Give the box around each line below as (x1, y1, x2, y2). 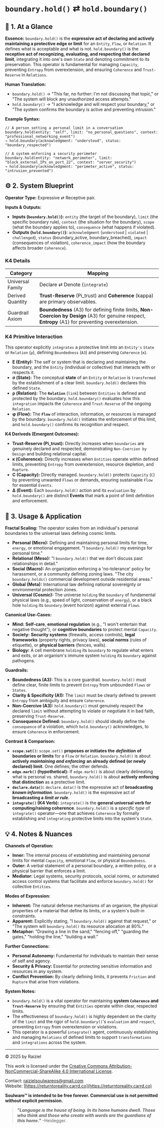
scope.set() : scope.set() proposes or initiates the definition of (12, 748, 142, 754)
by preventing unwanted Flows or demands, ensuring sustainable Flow (12, 477, 153, 483)
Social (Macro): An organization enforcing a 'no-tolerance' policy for (12, 566, 151, 572)
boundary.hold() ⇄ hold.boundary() (5, 3, 148, 14)
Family (7, 284, 23, 291)
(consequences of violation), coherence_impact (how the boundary (12, 240, 145, 246)
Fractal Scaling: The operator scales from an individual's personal (5, 525, 139, 531)
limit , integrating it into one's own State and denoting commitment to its (5, 56, 150, 62)
